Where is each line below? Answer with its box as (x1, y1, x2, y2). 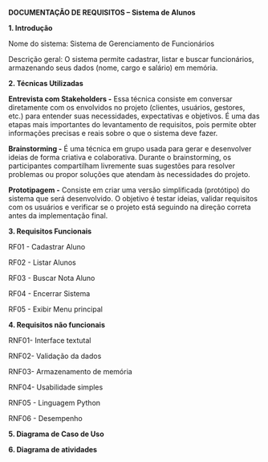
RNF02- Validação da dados (8, 351, 102, 361)
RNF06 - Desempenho (8, 414, 83, 423)
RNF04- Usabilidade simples (8, 382, 104, 392)
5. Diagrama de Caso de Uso (8, 429, 104, 439)
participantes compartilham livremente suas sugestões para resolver (8, 161, 235, 171)
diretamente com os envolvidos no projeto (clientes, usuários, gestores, (8, 103, 246, 112)
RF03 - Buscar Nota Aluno (8, 274, 95, 283)
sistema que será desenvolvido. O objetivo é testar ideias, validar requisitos (8, 194, 258, 203)
